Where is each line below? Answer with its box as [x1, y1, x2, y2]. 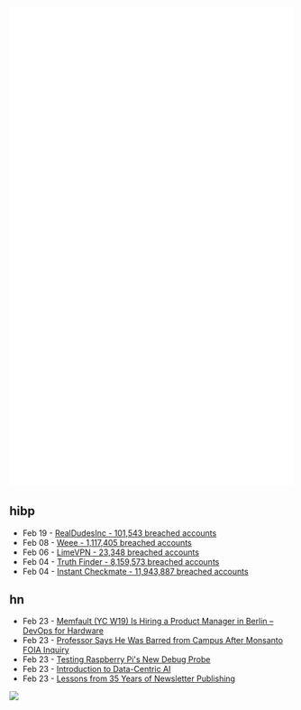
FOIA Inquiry [22, 644, 69, 656]
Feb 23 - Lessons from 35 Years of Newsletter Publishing [22, 673, 236, 684]
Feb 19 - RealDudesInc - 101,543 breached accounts [22, 527, 217, 539]
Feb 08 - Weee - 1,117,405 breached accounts [22, 537, 192, 548]
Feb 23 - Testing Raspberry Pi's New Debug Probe [22, 654, 211, 665]
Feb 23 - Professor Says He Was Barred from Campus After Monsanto [22, 635, 284, 646]
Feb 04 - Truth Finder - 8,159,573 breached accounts [22, 556, 220, 567]
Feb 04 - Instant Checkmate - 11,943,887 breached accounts [22, 566, 250, 576]
